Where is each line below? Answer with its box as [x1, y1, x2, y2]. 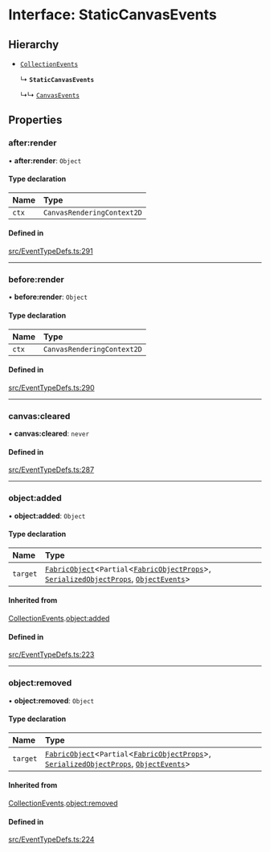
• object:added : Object [8, 510, 86, 520]
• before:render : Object [8, 292, 88, 302]
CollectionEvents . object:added [8, 613, 110, 623]
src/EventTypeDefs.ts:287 [8, 465, 95, 475]
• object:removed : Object [8, 695, 95, 705]
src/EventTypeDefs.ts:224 [8, 834, 95, 845]
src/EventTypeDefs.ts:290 [8, 383, 95, 392]
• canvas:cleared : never [8, 428, 90, 439]
